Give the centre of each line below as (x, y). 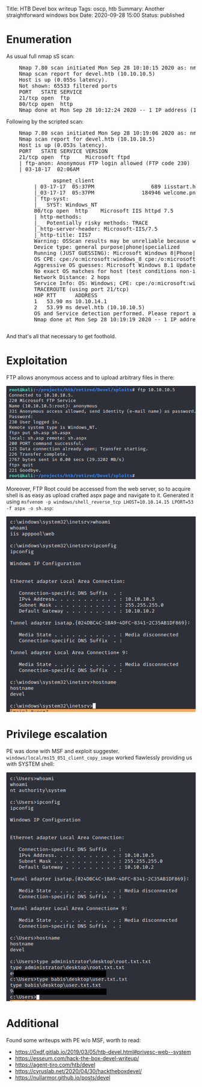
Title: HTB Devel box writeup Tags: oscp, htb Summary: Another (86, 9)
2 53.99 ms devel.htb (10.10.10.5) (90, 307)
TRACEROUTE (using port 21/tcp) (81, 289)
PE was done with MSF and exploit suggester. (63, 751)
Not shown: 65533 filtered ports (68, 86)
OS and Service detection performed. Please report (112, 313)
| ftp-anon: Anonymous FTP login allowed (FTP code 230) (105, 163)
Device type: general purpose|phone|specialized (107, 247)
